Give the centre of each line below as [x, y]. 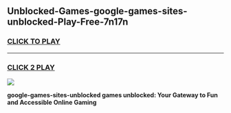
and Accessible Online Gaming [52, 102]
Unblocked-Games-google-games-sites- [97, 11]
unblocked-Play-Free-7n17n [68, 22]
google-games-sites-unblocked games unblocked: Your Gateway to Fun [112, 95]
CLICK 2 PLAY [31, 67]
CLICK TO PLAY [34, 42]
